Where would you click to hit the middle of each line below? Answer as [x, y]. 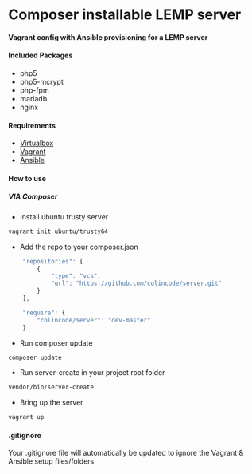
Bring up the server [51, 403]
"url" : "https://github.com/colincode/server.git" [136, 284]
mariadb [33, 98]
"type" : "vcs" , [76, 276]
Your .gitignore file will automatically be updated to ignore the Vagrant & [126, 453]
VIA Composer [33, 196]
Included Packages [41, 55]
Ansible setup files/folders [51, 461]
